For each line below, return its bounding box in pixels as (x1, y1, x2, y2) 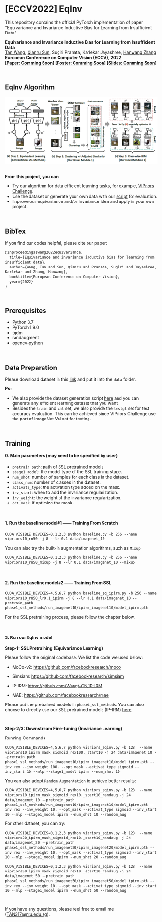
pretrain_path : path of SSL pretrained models (12, 464, 104, 469)
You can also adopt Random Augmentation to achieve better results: (5, 778, 136, 784)
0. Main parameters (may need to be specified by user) (5, 453, 118, 459)
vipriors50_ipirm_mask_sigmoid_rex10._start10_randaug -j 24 (5, 869, 131, 874)
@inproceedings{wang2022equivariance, (5, 250, 83, 255)
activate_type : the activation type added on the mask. (12, 484, 121, 490)
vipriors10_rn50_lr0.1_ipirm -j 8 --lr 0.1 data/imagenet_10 (5, 596, 131, 601)
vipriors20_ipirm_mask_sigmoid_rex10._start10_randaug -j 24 (5, 836, 131, 840)
